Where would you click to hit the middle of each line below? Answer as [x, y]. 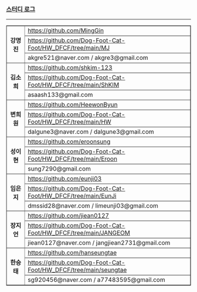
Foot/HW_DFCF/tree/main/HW [69, 122]
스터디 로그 [21, 9]
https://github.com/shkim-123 [70, 67]
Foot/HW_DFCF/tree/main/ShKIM [74, 85]
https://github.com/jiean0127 [69, 216]
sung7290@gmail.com [59, 169]
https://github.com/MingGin [66, 30]
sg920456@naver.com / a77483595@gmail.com [96, 280]
